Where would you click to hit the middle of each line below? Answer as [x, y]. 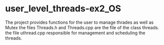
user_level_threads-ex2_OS [63, 9]
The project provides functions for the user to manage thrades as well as [79, 22]
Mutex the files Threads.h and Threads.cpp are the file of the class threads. [82, 27]
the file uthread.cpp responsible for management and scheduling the [75, 33]
